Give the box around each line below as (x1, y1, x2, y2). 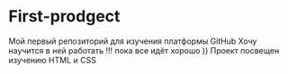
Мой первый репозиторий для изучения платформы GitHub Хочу (8, 36, 257, 46)
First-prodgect (8, 6, 121, 27)
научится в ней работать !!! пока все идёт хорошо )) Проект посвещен (8, 45, 280, 55)
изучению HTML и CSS (8, 54, 96, 65)
